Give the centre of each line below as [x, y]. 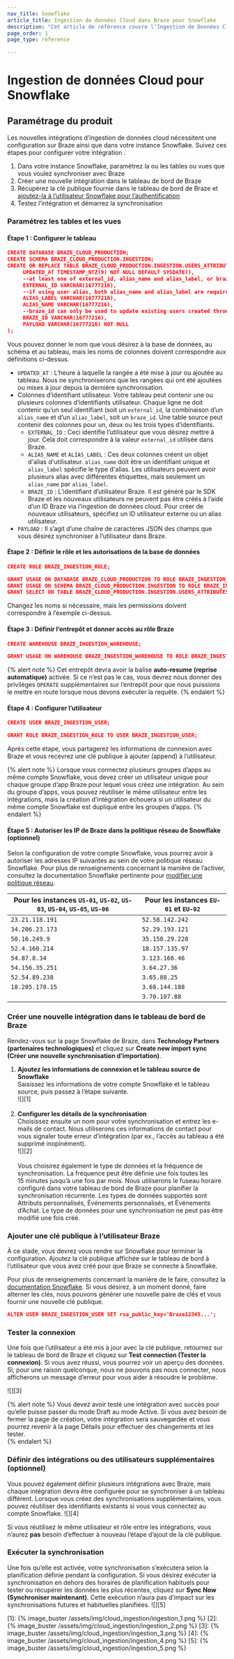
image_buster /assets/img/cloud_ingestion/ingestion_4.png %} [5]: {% [108, 1640]
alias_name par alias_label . [68, 484]
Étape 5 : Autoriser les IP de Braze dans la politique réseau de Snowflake [114, 830]
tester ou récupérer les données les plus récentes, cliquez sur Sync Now [112, 1590]
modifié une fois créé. [49, 1217]
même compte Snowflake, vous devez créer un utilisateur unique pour [108, 777]
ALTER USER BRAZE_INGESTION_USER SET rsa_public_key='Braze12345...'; [112, 1314]
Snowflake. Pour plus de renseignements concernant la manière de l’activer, [116, 868]
